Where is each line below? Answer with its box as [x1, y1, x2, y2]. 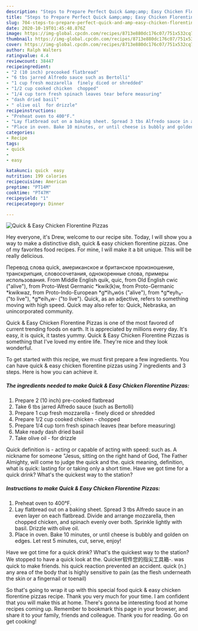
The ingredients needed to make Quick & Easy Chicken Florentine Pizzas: [6, 382, 190, 389]
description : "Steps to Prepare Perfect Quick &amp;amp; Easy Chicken [6, 8, 183, 15]
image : [6, 31, 22, 37]
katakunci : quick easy [6, 168, 65, 174]
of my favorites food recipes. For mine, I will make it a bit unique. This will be [6, 246, 192, 253]
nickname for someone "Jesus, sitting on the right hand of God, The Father [6, 452, 187, 460]
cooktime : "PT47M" [6, 190, 51, 196]
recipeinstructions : [6, 108, 57, 114]
